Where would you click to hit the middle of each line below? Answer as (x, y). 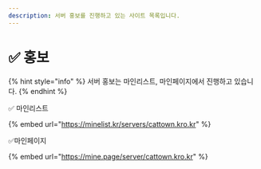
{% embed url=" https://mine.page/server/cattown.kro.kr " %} (109, 156)
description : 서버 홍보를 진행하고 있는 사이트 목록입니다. (94, 16)
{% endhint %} (43, 91)
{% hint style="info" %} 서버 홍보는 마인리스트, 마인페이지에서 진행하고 (121, 81)
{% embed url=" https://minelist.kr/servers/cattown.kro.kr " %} (110, 124)
